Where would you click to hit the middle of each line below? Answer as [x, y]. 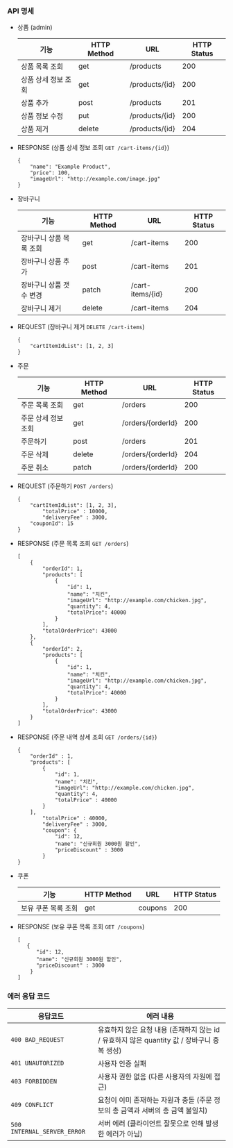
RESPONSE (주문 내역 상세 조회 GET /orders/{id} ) [87, 737]
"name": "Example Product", [70, 167]
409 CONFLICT [32, 1105]
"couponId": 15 [52, 524]
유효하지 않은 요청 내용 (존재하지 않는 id [159, 1029]
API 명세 [21, 10]
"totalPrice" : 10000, [75, 512]
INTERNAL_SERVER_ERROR [48, 1131]
